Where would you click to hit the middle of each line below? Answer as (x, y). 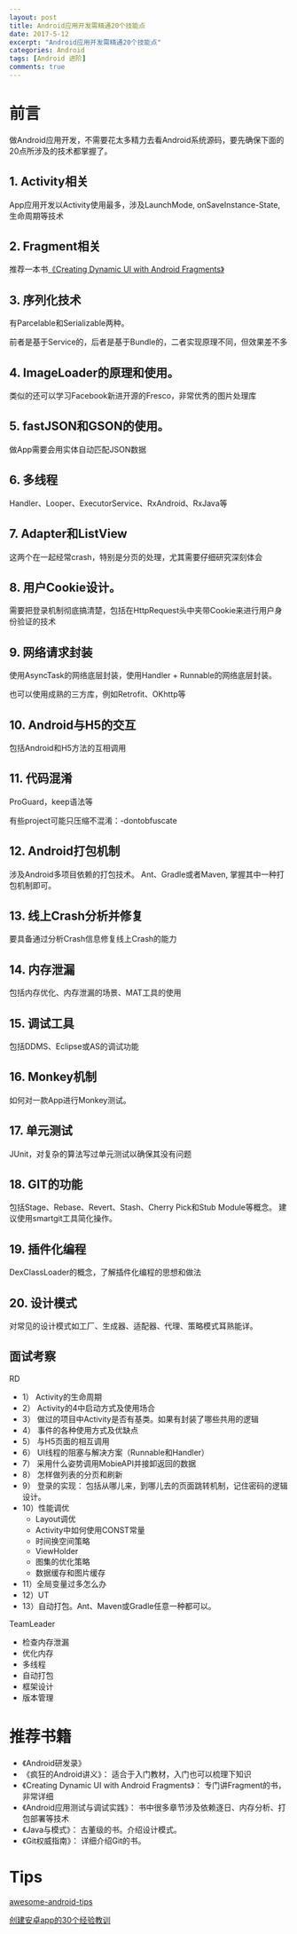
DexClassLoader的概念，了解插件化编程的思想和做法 (106, 1272)
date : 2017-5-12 (39, 34)
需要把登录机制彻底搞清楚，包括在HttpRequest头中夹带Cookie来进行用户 (142, 611)
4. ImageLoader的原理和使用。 (94, 372)
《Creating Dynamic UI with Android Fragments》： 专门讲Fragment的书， (154, 1785)
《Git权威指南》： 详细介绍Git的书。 (84, 1840)
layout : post (33, 17)
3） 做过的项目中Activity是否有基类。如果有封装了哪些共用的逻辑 (140, 1419)
